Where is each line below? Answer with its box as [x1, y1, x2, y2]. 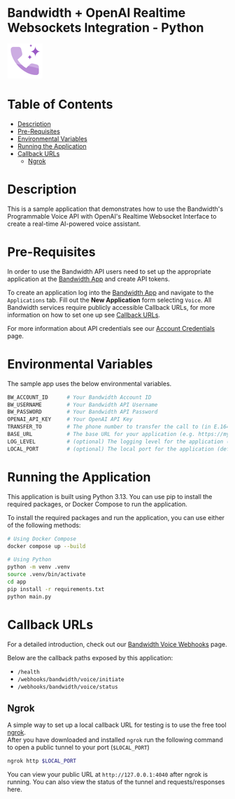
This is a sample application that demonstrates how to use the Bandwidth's [7, 205, 224, 213]
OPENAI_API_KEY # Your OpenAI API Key [7, 416, 133, 423]
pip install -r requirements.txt [7, 585, 105, 593]
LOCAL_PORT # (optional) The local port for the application [7, 445, 215, 453]
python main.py [7, 593, 52, 600]
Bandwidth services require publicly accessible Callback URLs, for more [7, 303, 215, 311]
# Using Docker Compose [7, 535, 77, 542]
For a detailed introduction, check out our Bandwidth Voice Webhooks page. [7, 640, 227, 648]
